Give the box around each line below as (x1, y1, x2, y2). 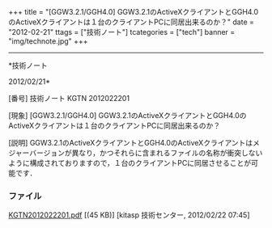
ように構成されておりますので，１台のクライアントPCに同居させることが (8, 158, 252, 167)
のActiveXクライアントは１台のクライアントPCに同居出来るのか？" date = (8, 17, 255, 27)
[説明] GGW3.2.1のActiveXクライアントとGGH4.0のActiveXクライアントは (8, 138, 253, 147)
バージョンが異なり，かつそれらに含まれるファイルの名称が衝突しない (29, 148, 263, 158)
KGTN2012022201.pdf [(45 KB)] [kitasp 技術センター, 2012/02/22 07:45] (8, 210, 250, 220)
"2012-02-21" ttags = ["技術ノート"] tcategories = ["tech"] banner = (8, 27, 236, 36)
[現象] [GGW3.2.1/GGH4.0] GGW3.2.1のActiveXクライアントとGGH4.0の (8, 111, 247, 120)
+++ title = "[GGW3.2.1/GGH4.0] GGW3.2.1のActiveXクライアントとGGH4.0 (8, 7, 259, 16)
